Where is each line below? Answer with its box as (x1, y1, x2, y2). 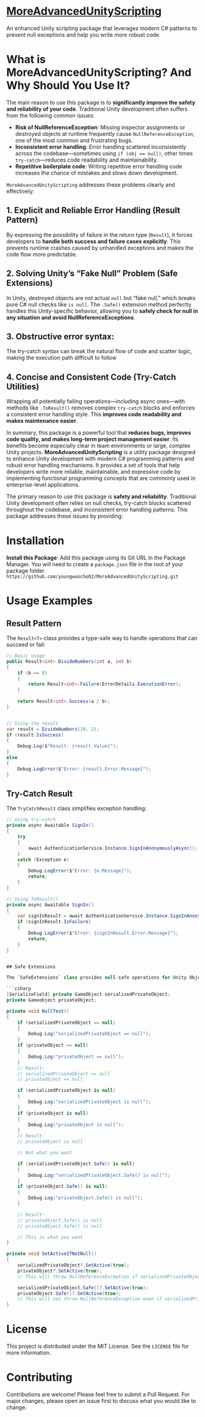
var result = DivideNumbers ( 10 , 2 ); (6, 726, 99, 732)
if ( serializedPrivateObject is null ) (17, 1088, 116, 1094)
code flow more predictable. (6, 250, 77, 258)
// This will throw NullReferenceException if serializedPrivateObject (17, 1273, 203, 1280)
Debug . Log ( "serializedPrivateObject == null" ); (28, 1031, 151, 1037)
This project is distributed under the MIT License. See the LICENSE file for (6, 1342, 189, 1350)
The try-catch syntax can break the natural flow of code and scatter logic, (6, 348, 192, 355)
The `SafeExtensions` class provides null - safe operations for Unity (6, 974, 187, 981)
